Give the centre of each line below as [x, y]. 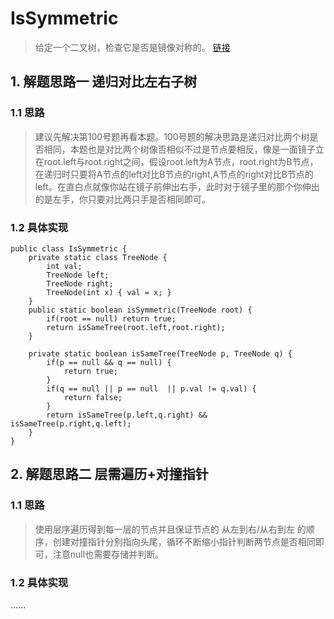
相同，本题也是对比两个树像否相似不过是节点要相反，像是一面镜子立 [184, 149]
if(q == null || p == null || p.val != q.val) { [151, 388]
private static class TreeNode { [98, 257]
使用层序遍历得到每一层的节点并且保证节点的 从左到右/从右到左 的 [170, 529]
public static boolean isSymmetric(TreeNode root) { [140, 310]
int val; [64, 266]
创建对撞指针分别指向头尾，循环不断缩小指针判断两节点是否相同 [184, 541]
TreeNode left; [78, 275]
